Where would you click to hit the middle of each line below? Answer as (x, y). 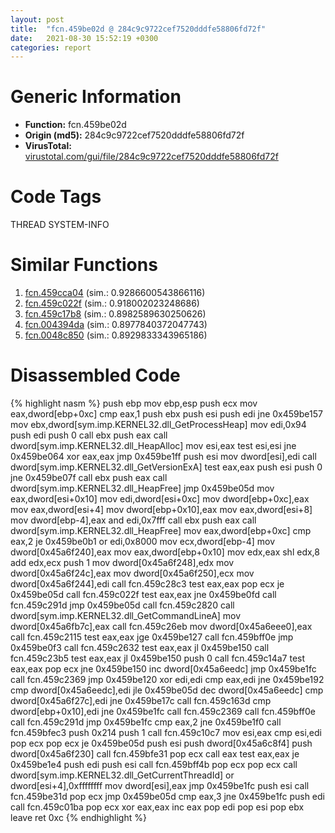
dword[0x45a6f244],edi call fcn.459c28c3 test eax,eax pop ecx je (147, 584)
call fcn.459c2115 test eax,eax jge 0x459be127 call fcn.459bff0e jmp (152, 637)
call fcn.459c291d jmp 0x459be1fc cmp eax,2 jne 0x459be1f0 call (146, 722)
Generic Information (96, 97)
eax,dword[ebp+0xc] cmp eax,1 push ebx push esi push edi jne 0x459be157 (166, 414)
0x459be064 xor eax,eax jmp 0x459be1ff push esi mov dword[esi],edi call (163, 456)
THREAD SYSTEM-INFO (60, 225)
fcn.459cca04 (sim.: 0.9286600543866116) (115, 293)
